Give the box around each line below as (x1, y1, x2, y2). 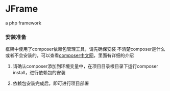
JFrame (5, 3, 38, 15)
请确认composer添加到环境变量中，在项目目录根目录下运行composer (12, 63, 158, 69)
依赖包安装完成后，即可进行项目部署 (12, 80, 89, 86)
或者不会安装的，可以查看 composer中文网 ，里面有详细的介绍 (5, 52, 134, 58)
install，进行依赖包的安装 (12, 70, 66, 76)
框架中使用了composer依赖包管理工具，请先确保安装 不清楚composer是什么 (5, 46, 165, 52)
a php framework (5, 20, 42, 26)
